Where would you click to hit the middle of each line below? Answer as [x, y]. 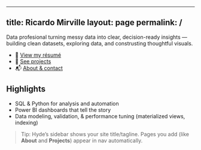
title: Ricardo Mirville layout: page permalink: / [94, 22]
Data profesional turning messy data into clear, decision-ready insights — [97, 37]
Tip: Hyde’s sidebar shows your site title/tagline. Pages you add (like [105, 134]
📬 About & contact [39, 68]
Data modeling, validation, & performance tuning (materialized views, [100, 116]
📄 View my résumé [38, 55]
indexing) [26, 123]
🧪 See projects [33, 61]
